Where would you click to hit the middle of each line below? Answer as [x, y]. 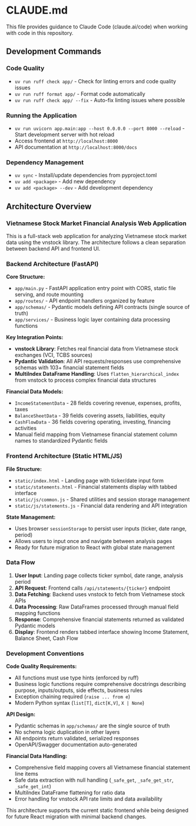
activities [26, 428]
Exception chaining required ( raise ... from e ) [72, 697]
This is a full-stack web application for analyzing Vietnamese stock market [97, 236]
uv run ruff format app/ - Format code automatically [80, 94]
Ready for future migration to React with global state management [94, 547]
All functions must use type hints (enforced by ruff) [77, 678]
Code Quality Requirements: [41, 666]
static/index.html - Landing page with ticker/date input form [89, 480]
